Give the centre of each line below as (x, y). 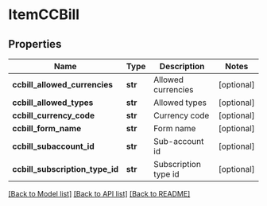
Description (182, 66)
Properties (35, 44)
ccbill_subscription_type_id (66, 169)
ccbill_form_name (47, 128)
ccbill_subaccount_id (53, 146)
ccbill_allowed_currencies (63, 85)
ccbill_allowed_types (53, 103)
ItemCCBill (44, 15)
